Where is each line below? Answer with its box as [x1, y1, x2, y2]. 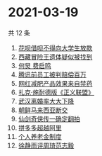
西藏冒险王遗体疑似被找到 [18, 52, 93, 61]
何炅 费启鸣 [18, 61, 51, 69]
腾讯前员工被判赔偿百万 [18, 70, 87, 79]
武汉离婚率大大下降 [18, 96, 75, 105]
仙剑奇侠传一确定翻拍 [18, 114, 80, 123]
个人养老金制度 [18, 132, 62, 140]
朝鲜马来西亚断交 [18, 106, 68, 114]
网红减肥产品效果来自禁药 [18, 79, 93, 87]
